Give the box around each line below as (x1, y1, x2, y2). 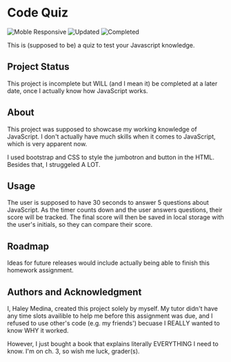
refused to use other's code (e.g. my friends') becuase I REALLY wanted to (7, 319, 221, 327)
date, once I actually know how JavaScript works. (7, 86, 148, 94)
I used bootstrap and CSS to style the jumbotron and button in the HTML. (7, 153, 215, 161)
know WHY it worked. (7, 326, 69, 334)
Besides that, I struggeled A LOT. (7, 160, 101, 168)
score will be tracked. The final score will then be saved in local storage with (7, 213, 224, 221)
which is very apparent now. (7, 139, 88, 148)
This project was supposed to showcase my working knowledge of (7, 125, 198, 133)
